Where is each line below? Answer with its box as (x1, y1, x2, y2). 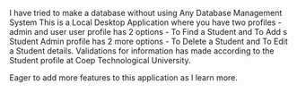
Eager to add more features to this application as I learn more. (9, 72, 238, 83)
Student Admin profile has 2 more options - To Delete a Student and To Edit (9, 36, 289, 46)
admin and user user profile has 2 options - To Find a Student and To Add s (9, 27, 288, 37)
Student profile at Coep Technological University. (9, 55, 191, 65)
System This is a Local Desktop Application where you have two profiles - (9, 17, 283, 28)
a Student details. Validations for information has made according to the (9, 46, 275, 56)
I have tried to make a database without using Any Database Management (9, 8, 283, 18)
